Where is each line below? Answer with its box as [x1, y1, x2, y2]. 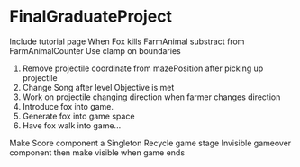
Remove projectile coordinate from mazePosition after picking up [22, 63, 264, 74]
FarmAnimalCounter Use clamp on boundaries [9, 45, 182, 56]
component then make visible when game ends [9, 146, 186, 158]
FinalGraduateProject [9, 6, 173, 27]
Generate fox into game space [22, 110, 135, 121]
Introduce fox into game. [22, 101, 114, 111]
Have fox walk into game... [22, 119, 122, 131]
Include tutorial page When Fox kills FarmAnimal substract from [9, 36, 245, 47]
